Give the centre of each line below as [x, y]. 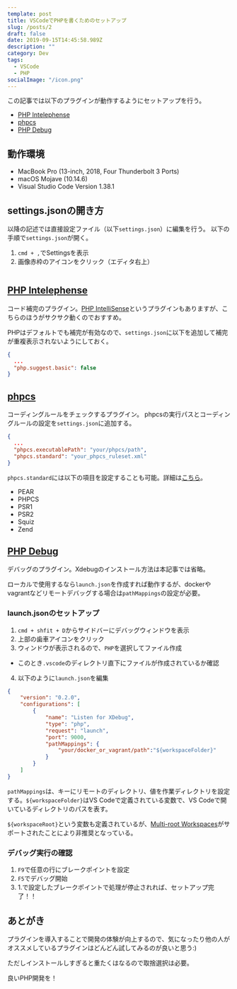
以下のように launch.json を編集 [63, 678]
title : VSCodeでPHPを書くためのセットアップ [67, 21]
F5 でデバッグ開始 [43, 879]
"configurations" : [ [50, 704]
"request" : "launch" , [77, 731]
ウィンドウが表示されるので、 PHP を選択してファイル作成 [100, 648]
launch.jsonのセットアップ [53, 613]
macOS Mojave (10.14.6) [53, 179]
